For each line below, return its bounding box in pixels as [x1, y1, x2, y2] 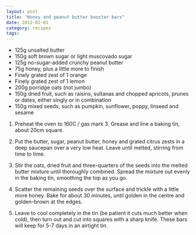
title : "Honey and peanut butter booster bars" [6, 14, 125, 20]
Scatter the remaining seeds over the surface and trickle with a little [14, 186, 180, 193]
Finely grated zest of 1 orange [14, 72, 87, 79]
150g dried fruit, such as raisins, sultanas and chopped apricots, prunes [14, 90, 189, 98]
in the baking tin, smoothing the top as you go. [14, 174, 128, 182]
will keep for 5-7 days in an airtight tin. [14, 222, 108, 229]
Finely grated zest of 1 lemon [14, 78, 85, 85]
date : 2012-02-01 [6, 19, 49, 25]
